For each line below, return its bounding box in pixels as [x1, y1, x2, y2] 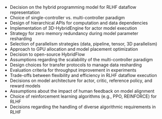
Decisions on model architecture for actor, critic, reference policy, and [9, 78, 152, 83]
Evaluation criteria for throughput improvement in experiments [9, 67, 137, 73]
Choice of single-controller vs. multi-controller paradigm [9, 15, 125, 20]
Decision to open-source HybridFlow [9, 51, 85, 57]
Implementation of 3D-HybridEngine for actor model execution [9, 25, 137, 31]
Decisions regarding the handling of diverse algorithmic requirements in [9, 104, 156, 110]
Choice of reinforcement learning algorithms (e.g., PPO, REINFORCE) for [9, 93, 157, 99]
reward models [9, 83, 40, 88]
